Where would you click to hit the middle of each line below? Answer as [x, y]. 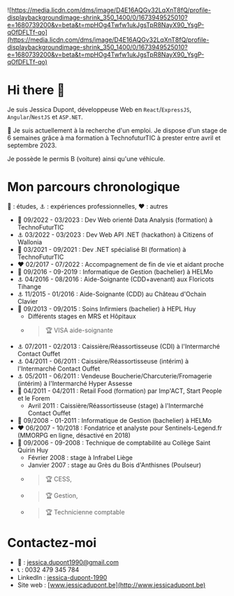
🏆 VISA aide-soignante [79, 330]
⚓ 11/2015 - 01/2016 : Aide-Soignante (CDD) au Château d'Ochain [112, 294]
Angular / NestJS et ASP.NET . [45, 117]
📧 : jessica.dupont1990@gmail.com [68, 562]
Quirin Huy [33, 450]
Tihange [29, 286]
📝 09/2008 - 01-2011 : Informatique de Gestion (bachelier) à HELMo [114, 420]
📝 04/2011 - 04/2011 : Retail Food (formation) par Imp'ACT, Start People [119, 391]
